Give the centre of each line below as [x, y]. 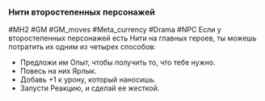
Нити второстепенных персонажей [82, 12]
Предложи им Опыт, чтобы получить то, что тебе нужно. [118, 62]
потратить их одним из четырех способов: [82, 47]
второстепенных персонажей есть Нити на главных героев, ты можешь [132, 38]
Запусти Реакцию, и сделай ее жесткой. [90, 88]
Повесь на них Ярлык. [58, 71]
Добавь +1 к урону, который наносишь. [88, 80]
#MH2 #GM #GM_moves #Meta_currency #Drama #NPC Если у [115, 30]
